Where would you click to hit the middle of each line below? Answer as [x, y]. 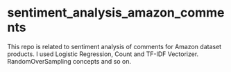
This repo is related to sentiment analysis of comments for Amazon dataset [114, 46]
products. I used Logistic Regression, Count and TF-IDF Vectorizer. [103, 54]
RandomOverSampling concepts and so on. [69, 61]
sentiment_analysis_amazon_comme [116, 13]
